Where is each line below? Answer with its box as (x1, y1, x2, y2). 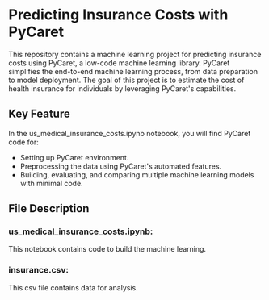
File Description (8, 202, 90, 215)
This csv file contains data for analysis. (8, 282, 139, 292)
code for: (8, 137, 39, 147)
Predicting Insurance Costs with (8, 6, 229, 24)
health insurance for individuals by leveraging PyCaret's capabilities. (8, 83, 237, 94)
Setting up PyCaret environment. (19, 152, 129, 162)
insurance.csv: (8, 265, 69, 276)
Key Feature (8, 107, 70, 121)
